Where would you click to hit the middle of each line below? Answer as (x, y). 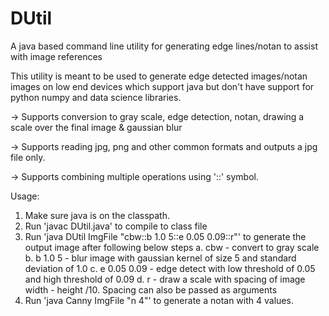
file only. (28, 157)
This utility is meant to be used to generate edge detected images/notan (159, 76)
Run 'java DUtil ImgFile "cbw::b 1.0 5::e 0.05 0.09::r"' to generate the (165, 236)
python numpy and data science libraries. (96, 97)
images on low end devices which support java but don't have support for (162, 86)
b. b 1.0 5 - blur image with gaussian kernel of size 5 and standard (160, 258)
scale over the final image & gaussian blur (96, 127)
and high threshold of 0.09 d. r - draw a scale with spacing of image (165, 279)
